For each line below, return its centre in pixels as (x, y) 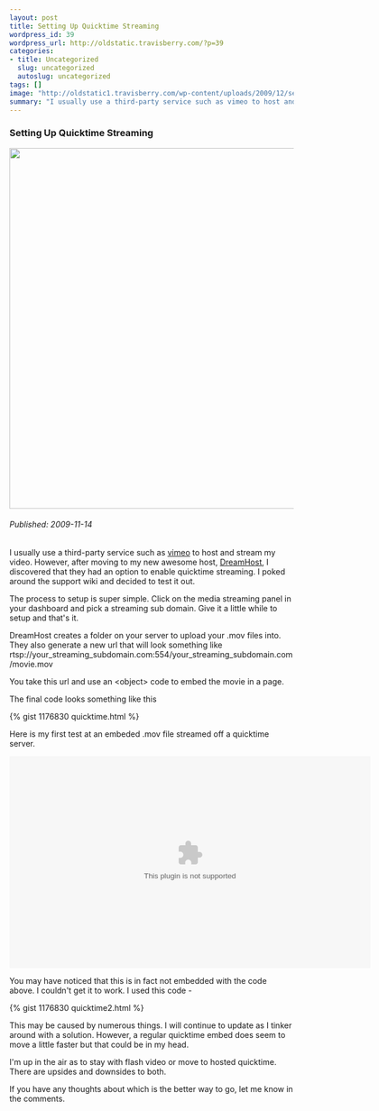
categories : (32, 51)
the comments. (37, 1098)
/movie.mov (32, 664)
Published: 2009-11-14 (51, 525)
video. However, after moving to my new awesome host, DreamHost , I (139, 562)
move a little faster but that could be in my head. (99, 1044)
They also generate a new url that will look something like (116, 645)
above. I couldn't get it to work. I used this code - (101, 990)
